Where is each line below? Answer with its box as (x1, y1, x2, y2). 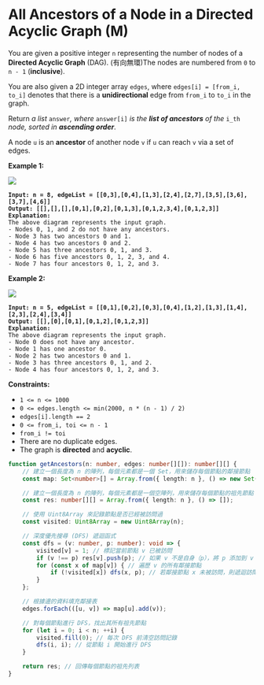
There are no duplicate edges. (19, 436, 118, 446)
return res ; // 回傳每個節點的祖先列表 (22, 663, 140, 671)
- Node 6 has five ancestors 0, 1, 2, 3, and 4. (8, 253, 170, 261)
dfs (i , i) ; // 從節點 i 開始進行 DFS (36, 641, 152, 649)
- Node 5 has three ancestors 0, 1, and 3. (8, 246, 153, 254)
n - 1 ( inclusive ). (8, 66, 65, 76)
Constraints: (8, 380, 50, 389)
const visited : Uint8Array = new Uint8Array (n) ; (22, 518, 185, 526)
